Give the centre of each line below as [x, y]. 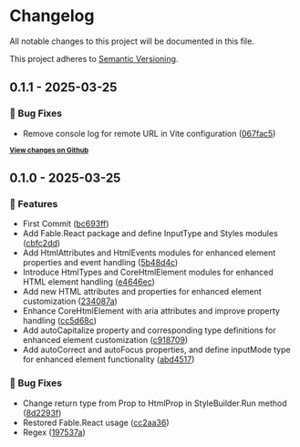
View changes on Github [49, 150]
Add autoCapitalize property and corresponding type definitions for [149, 330]
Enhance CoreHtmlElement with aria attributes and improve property [151, 311]
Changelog [52, 16]
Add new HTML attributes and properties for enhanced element [142, 292]
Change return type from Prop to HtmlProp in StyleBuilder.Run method [155, 403]
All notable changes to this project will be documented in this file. [132, 41]
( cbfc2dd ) [41, 244]
